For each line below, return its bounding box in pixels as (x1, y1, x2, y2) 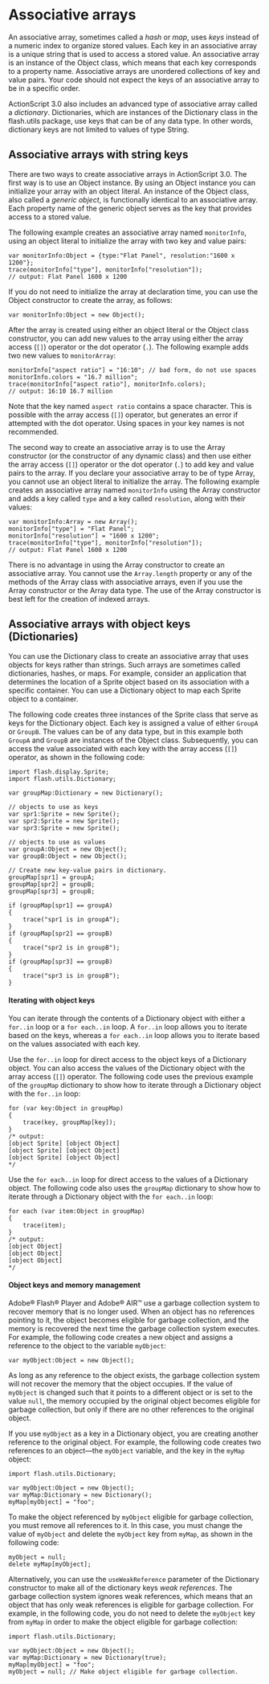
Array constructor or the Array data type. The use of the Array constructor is (8, 585, 262, 595)
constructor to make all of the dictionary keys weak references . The (8, 1583, 233, 1592)
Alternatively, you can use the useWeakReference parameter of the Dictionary (8, 1574, 259, 1584)
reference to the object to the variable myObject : (8, 1340, 166, 1351)
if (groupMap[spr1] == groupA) (8, 901, 113, 909)
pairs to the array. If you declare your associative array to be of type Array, (8, 468, 255, 477)
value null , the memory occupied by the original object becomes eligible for (8, 1396, 261, 1405)
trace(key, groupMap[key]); (22, 1118, 116, 1126)
